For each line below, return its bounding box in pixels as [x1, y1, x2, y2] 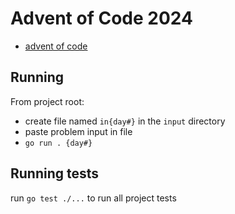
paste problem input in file [24, 125, 133, 137]
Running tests [10, 165, 100, 182]
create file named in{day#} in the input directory [24, 115, 226, 127]
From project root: [10, 95, 85, 107]
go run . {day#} [24, 138, 93, 148]
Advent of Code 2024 [10, 7, 193, 30]
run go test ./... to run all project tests [10, 192, 177, 204]
